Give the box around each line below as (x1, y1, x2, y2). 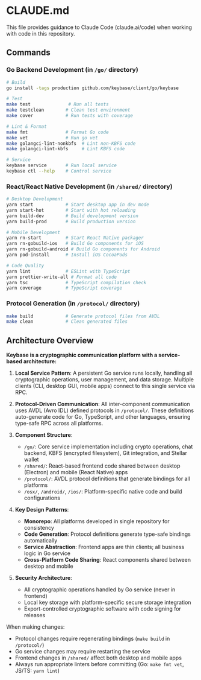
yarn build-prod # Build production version (6, 218, 136, 224)
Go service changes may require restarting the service (14, 648, 150, 655)
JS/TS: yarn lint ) (14, 667, 60, 675)
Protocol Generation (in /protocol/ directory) (6, 299, 140, 308)
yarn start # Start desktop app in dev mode (6, 202, 149, 208)
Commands (6, 48, 51, 58)
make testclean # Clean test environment (6, 107, 131, 113)
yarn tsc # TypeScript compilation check (6, 279, 147, 285)
